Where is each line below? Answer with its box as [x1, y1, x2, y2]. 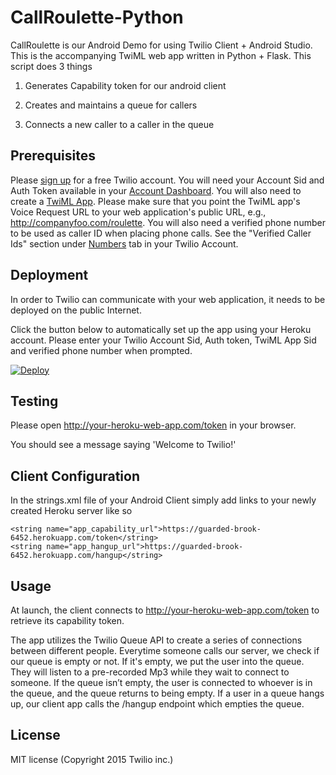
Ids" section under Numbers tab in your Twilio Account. [10, 237, 239, 250]
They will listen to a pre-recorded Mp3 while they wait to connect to [10, 666, 290, 678]
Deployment [10, 267, 89, 284]
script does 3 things [10, 60, 93, 72]
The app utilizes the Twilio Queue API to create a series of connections [10, 634, 303, 646]
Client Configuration [10, 467, 141, 485]
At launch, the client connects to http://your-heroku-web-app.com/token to [10, 604, 320, 616]
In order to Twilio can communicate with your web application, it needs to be [10, 293, 326, 305]
